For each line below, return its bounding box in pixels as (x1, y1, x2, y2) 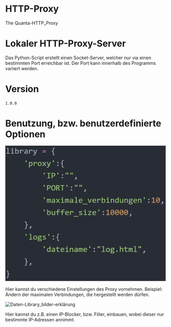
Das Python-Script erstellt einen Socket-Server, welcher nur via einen (5, 54, 152, 61)
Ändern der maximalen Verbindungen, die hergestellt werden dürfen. (5, 291, 150, 297)
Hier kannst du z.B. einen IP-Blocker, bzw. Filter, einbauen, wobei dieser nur (5, 311, 164, 317)
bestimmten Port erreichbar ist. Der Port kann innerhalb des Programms (5, 60, 156, 66)
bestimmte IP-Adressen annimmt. (5, 316, 75, 322)
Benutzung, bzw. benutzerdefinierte (5, 118, 161, 129)
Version (5, 84, 39, 95)
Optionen (5, 128, 46, 140)
